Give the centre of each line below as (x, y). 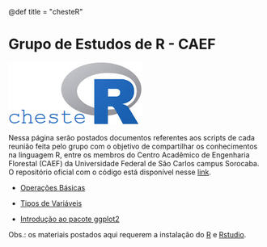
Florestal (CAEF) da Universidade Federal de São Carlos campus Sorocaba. (134, 163)
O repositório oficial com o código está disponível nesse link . (110, 172)
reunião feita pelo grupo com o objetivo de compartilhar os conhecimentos (133, 146)
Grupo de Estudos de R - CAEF (112, 44)
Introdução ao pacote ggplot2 (70, 219)
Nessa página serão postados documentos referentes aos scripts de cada (131, 137)
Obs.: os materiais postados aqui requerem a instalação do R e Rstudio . (127, 234)
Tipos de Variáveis (51, 203)
